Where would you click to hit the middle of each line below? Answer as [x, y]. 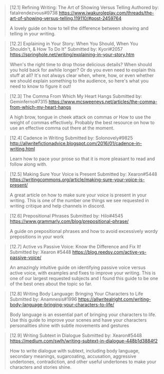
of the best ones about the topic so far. [51, 284]
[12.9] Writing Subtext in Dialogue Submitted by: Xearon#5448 [76, 335]
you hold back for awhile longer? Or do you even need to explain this [83, 70]
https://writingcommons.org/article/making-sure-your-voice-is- [77, 180]
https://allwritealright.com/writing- [115, 299]
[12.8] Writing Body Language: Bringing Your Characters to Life [76, 294]
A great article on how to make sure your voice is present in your [78, 195]
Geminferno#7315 [29, 102]
